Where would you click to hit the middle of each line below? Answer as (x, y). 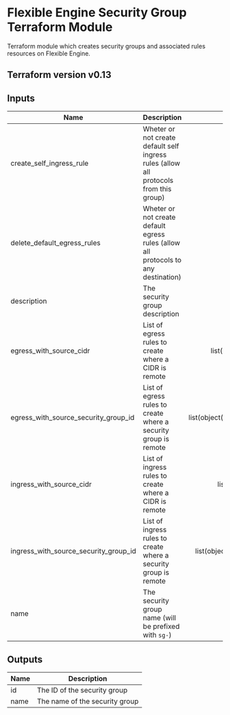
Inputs (21, 98)
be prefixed (161, 627)
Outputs (25, 659)
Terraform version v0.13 (59, 75)
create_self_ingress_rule (50, 164)
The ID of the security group (82, 690)
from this (157, 189)
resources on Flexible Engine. (49, 53)
